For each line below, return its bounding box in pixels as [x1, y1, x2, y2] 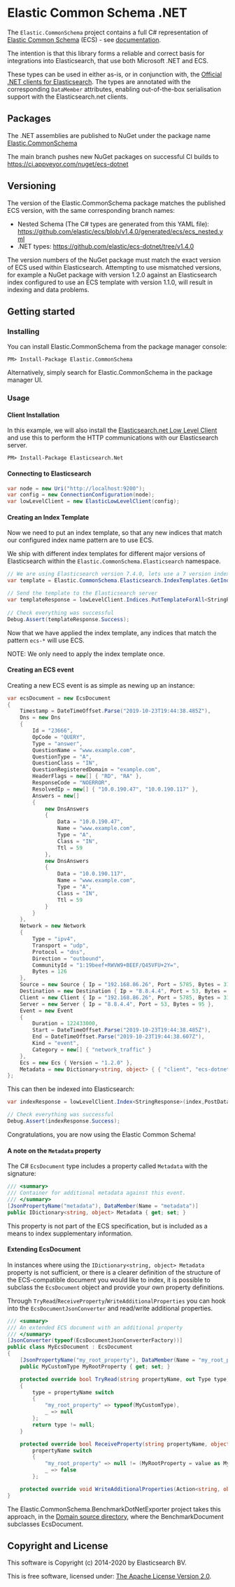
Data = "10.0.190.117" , [57, 871, 127, 878]
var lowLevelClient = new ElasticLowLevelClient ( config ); [7, 498, 180, 505]
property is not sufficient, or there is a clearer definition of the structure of [7, 1268, 221, 1276]
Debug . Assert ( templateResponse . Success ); [7, 616, 130, 623]
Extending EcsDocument [7, 1245, 81, 1254]
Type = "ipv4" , [32, 936, 77, 943]
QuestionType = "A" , [32, 753, 92, 761]
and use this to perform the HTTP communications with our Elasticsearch [7, 434, 219, 442]
